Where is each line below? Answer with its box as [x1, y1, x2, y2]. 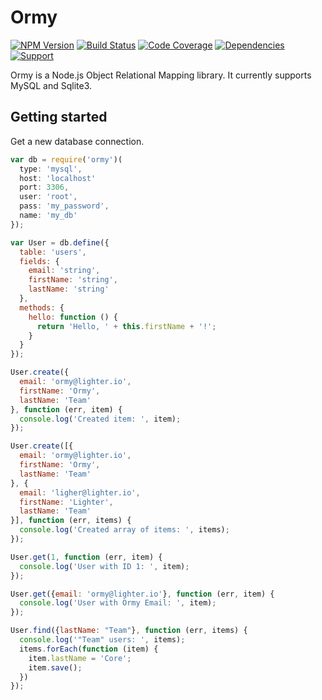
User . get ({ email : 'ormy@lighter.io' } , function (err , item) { [10, 589, 275, 599]
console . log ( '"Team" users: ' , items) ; [19, 635, 186, 645]
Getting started [10, 109, 108, 126]
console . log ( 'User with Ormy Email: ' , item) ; [19, 598, 217, 608]
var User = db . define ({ [10, 237, 110, 248]
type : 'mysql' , [19, 164, 83, 174]
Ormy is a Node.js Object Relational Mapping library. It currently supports [10, 69, 312, 81]
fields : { [19, 256, 60, 266]
